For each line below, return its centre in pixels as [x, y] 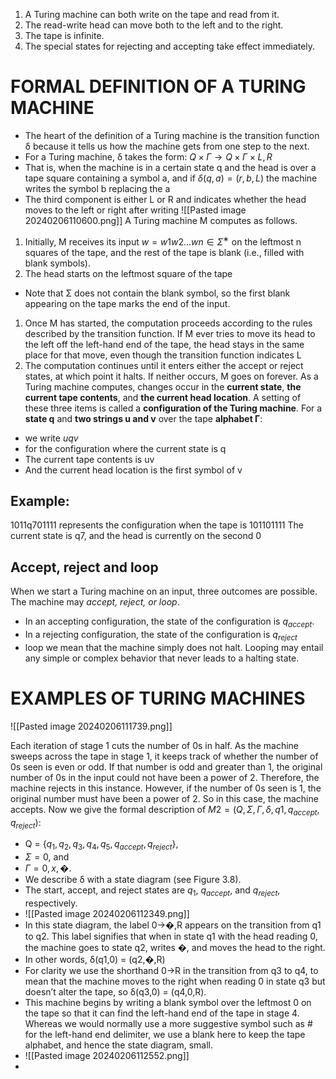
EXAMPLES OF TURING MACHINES [158, 698]
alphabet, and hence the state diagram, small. [119, 1045]
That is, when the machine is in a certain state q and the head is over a [170, 167]
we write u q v [51, 438]
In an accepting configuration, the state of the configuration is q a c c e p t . [169, 622]
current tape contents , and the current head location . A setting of [163, 397]
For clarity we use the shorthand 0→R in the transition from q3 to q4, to [171, 970]
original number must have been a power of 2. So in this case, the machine [164, 798]
